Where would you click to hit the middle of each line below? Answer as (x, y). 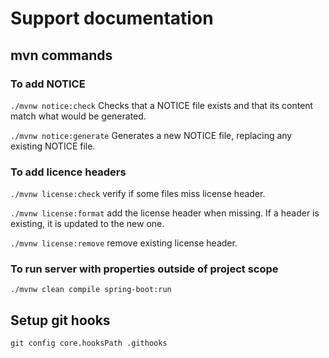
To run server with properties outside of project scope (144, 269)
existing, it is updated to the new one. (87, 224)
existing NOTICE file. (53, 146)
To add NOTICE (48, 84)
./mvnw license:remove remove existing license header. (124, 243)
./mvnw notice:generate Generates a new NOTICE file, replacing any (151, 135)
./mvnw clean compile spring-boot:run (91, 290)
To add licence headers (68, 172)
